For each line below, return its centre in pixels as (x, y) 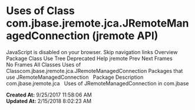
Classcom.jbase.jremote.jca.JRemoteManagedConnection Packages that (95, 71)
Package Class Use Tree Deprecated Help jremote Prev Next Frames (89, 58)
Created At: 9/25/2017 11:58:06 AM (49, 95)
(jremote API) (125, 36)
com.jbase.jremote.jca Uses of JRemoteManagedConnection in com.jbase (98, 83)
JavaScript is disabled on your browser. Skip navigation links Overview (92, 52)
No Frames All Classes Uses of (44, 64)
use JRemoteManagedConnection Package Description (75, 77)
